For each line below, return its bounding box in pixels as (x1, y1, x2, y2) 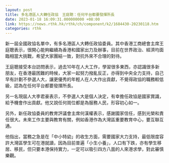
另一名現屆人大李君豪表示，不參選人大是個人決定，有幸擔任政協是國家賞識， (5, 94, 164, 100)
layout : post (5, 7, 33, 13)
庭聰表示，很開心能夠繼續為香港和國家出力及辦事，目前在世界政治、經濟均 (5, 47, 159, 53)
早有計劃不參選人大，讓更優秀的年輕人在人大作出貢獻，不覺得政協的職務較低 (5, 76, 164, 83)
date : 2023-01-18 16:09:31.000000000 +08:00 (5, 17, 100, 22)
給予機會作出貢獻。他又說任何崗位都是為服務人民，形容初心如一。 (5, 100, 142, 106)
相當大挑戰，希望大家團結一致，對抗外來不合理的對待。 (9, 53, 124, 59)
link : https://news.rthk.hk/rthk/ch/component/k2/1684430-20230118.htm (5, 21, 158, 27)
